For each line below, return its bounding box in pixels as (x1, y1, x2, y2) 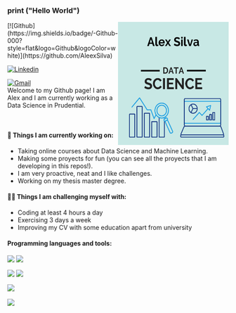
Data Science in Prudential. (7, 101, 86, 110)
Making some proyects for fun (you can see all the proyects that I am (17, 154, 217, 162)
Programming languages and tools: (7, 239, 112, 248)
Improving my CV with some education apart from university (17, 223, 192, 231)
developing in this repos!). (17, 161, 93, 170)
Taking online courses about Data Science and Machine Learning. (17, 146, 209, 155)
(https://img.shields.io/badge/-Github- (7, 29, 118, 37)
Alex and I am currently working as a (7, 94, 113, 102)
